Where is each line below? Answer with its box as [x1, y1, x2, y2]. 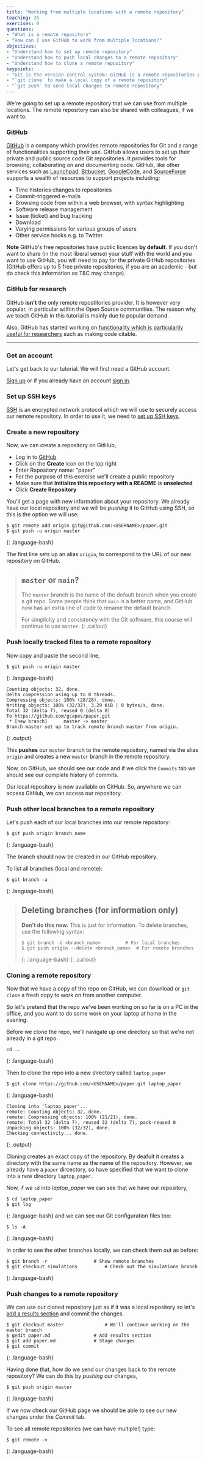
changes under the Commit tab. [6, 1413, 87, 1421]
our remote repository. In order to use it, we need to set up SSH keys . [6, 412, 181, 420]
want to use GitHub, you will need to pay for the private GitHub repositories [6, 256, 195, 264]
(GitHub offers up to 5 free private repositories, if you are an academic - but [6, 263, 197, 270]
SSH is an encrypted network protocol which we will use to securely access [6, 406, 197, 414]
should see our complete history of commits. [6, 771, 119, 778]
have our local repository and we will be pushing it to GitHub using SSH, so [6, 504, 195, 511]
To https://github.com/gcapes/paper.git [6, 713, 111, 719]
